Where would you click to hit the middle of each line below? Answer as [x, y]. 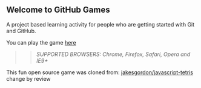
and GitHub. [21, 31]
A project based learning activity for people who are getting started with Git [100, 24]
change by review [28, 78]
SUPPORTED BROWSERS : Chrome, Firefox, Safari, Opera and [113, 54]
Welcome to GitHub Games [58, 10]
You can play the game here [41, 42]
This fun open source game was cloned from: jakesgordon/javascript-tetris [100, 72]
